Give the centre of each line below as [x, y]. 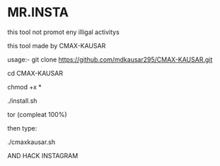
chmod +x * [24, 87]
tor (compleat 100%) [37, 114]
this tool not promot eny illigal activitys [64, 32]
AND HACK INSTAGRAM [43, 155]
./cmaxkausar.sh [31, 142]
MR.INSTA [38, 12]
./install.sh [22, 101]
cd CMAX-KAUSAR [35, 73]
